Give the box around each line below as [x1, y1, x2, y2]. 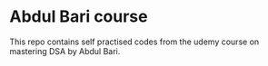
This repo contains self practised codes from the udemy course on [9, 36, 260, 47]
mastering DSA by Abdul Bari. [9, 45, 121, 56]
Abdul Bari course [9, 6, 148, 27]
